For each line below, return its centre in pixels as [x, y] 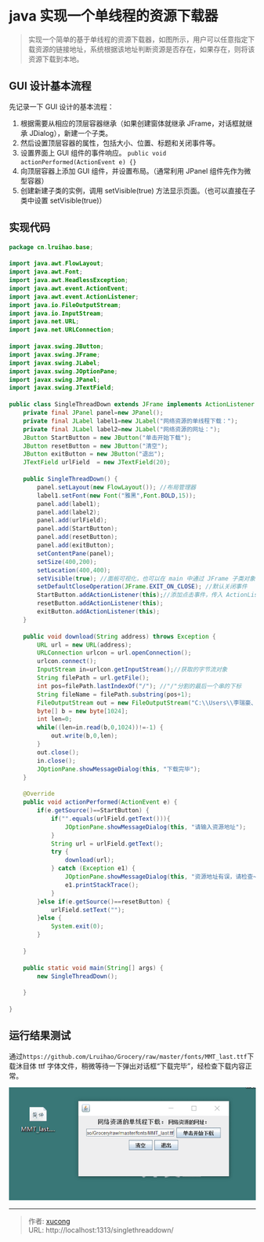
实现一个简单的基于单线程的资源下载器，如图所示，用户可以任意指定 [138, 39]
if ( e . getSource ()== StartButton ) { [93, 811]
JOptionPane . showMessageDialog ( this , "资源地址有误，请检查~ [161, 877]
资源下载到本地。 [56, 59]
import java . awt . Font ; [46, 272]
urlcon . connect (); [67, 661]
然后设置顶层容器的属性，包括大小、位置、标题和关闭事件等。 [120, 143]
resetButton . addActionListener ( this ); [100, 603]
